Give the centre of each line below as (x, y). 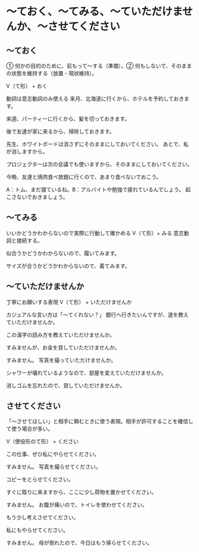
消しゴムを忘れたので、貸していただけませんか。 (66, 385)
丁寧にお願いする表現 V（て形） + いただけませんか (69, 302)
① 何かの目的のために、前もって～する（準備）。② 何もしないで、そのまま (99, 66)
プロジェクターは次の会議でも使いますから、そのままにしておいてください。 (99, 164)
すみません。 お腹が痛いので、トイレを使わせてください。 (77, 505)
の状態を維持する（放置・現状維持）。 (52, 73)
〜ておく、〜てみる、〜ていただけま (94, 12)
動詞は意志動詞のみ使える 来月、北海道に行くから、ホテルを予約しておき (95, 99)
